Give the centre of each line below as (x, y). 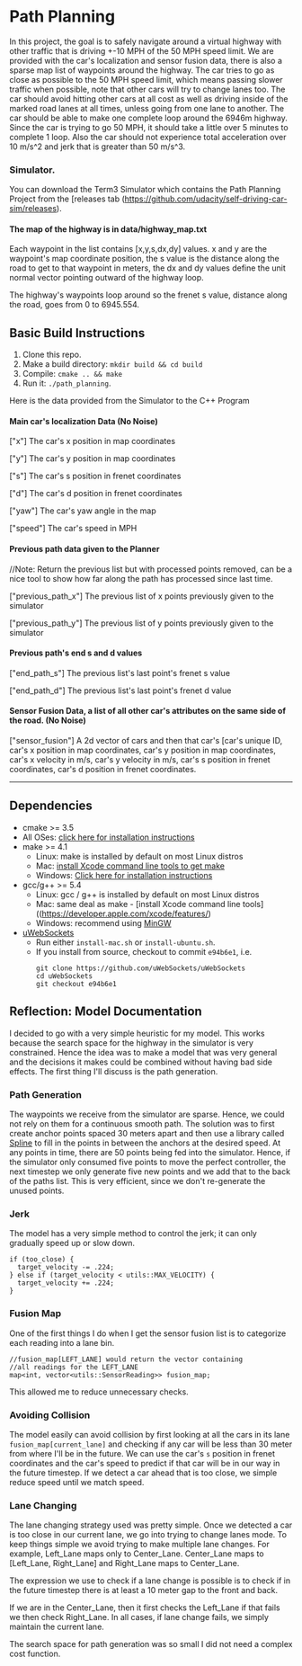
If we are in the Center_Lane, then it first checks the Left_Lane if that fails (145, 1608)
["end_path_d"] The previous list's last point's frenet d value (120, 690)
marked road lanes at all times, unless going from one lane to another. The (147, 108)
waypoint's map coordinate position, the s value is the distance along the (145, 259)
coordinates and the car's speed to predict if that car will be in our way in (145, 1463)
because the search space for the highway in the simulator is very (132, 1042)
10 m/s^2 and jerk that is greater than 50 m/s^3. (98, 147)
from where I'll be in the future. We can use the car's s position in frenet (142, 1453)
